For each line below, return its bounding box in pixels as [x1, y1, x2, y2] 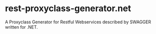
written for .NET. [5, 24, 38, 30]
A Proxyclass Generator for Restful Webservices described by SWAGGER [5, 19, 152, 25]
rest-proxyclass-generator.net [5, 3, 131, 14]
